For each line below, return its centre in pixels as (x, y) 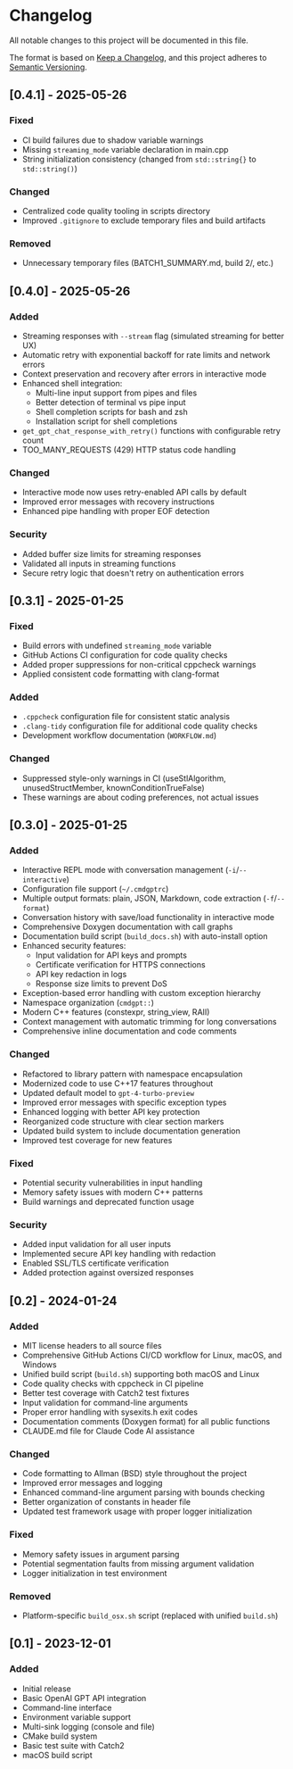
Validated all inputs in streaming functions (99, 563)
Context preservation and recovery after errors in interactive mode (144, 374)
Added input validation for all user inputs (97, 1244)
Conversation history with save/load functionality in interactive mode (148, 918)
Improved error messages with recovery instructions (118, 502)
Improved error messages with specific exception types (124, 1102)
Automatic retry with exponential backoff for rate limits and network (146, 354)
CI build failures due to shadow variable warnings (113, 140)
